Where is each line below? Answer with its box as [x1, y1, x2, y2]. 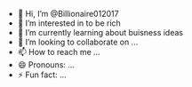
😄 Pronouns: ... [17, 59, 76, 70]
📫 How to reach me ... [17, 47, 100, 57]
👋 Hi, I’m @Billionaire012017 [17, 9, 119, 19]
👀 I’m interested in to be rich [17, 18, 122, 28]
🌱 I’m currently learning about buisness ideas [17, 28, 184, 37]
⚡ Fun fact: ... [17, 69, 67, 80]
